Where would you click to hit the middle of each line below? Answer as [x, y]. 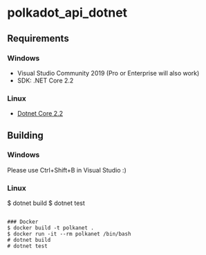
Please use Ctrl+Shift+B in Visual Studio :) [67, 170]
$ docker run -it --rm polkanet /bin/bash [69, 234]
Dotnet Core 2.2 [40, 114]
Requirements [38, 38]
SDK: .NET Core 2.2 [45, 80]
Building [25, 135]
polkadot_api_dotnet [67, 13]
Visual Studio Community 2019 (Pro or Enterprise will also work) [108, 73]
